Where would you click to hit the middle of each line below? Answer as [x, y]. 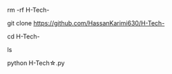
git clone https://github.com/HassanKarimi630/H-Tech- [86, 23]
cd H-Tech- [23, 36]
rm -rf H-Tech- [28, 10]
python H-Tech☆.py [36, 63]
